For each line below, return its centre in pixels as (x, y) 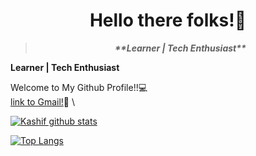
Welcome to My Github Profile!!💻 (79, 87)
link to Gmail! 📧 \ (42, 101)
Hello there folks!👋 (168, 20)
